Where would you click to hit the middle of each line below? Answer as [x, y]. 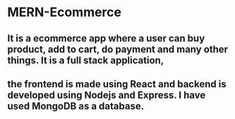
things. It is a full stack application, [86, 60]
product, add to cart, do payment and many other [117, 49]
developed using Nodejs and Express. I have [107, 95]
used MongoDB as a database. [76, 106]
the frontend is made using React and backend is [117, 84]
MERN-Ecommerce [65, 12]
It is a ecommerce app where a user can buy [106, 38]
